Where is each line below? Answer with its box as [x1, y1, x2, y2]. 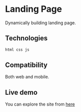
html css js [5, 47, 29, 52]
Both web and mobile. [5, 74, 50, 80]
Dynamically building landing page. [5, 20, 76, 26]
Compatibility [5, 61, 48, 70]
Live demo [5, 88, 38, 97]
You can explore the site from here [5, 101, 75, 107]
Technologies [5, 34, 48, 42]
